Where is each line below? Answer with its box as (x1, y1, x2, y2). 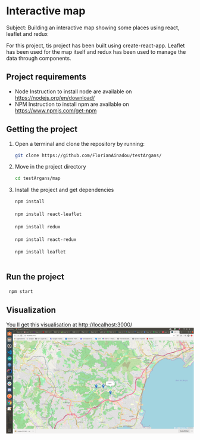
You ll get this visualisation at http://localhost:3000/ (6, 321, 133, 328)
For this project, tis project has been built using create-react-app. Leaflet (6, 42, 185, 49)
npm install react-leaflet (14, 211, 82, 218)
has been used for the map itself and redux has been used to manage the (6, 48, 186, 55)
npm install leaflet (14, 249, 66, 255)
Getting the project (6, 124, 78, 135)
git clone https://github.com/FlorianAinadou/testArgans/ (14, 152, 162, 158)
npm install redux (14, 224, 61, 230)
